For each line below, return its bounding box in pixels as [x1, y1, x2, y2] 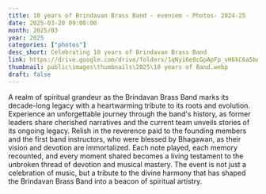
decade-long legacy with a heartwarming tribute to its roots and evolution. [8, 101, 251, 110]
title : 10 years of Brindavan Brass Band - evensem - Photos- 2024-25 [8, 11, 246, 20]
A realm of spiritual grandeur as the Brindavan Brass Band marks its [8, 92, 230, 101]
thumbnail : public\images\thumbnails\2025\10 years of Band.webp [8, 63, 228, 71]
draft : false [8, 70, 51, 78]
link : [8, 56, 26, 64]
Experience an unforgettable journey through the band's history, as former [8, 108, 251, 119]
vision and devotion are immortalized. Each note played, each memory [8, 143, 238, 152]
